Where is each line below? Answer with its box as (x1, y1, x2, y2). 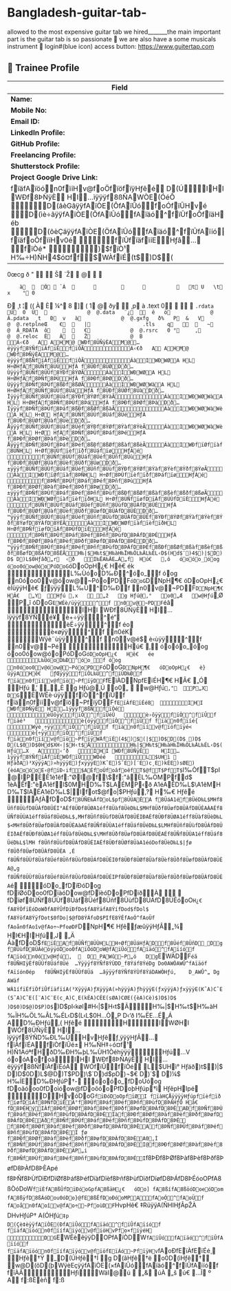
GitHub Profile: (10, 139, 60, 149)
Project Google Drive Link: (10, 172, 98, 182)
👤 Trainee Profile (7, 62, 80, 74)
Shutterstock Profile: (10, 161, 80, 171)
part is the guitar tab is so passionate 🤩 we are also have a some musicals (7, 34, 217, 43)
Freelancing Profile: (10, 150, 76, 160)
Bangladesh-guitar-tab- (7, 5, 147, 21)
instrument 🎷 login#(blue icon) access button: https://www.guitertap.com (7, 42, 214, 50)
